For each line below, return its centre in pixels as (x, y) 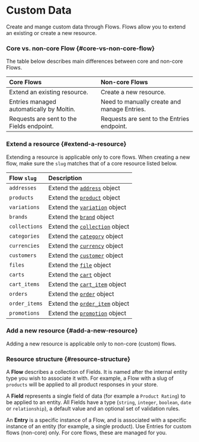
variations (24, 207)
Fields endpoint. (31, 126)
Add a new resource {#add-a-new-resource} (72, 331)
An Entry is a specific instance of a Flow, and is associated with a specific (96, 420)
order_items (26, 303)
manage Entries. (123, 109)
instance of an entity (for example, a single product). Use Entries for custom (99, 427)
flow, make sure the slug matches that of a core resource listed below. (92, 163)
